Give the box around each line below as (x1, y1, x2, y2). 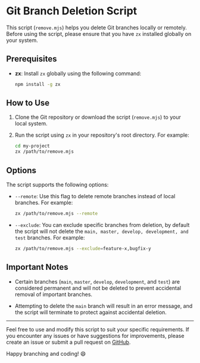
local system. (14, 120, 48, 127)
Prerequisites (6, 54, 57, 64)
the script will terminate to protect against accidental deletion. (14, 309, 167, 316)
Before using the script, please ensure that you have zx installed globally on (6, 30, 192, 37)
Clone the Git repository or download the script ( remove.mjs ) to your (14, 113, 182, 121)
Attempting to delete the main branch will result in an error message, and (14, 302, 193, 309)
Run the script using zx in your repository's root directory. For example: (14, 131, 189, 139)
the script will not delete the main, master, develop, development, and (14, 227, 189, 235)
